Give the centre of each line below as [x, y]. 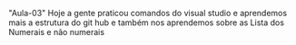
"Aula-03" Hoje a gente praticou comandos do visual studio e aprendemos [148, 13]
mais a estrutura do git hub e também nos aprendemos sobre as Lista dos [147, 22]
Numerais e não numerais [57, 32]
